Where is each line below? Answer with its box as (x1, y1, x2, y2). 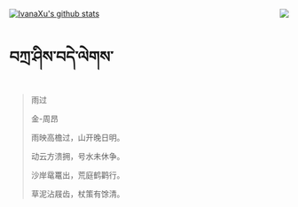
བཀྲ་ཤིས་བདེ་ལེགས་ (9, 47, 114, 67)
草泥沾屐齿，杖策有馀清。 (30, 188, 125, 199)
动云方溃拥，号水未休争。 (30, 150, 125, 161)
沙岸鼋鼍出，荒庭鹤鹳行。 (30, 169, 125, 180)
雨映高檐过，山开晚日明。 (30, 132, 125, 142)
